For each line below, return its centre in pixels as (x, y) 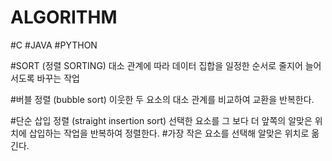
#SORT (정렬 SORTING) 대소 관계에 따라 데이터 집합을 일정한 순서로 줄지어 (156, 65)
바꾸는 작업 (58, 78)
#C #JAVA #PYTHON (54, 45)
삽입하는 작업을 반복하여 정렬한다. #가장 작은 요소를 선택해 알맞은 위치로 (169, 133)
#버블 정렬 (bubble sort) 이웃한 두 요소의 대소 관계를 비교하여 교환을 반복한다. (162, 99)
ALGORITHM (64, 17)
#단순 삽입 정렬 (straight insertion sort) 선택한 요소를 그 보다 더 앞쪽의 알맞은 (161, 120)
